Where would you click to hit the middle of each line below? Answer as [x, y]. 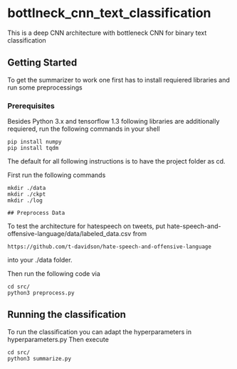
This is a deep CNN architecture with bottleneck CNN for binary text [107, 33]
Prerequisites [31, 106]
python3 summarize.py [39, 358]
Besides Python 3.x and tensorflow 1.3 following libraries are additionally [114, 122]
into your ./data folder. [40, 260]
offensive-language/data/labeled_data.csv [69, 234]
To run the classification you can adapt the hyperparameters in [100, 331]
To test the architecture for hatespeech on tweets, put [86, 226]
